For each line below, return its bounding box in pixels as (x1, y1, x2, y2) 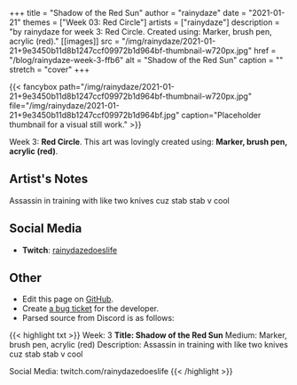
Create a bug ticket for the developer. (21, 303, 160, 314)
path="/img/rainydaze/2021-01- (59, 82, 176, 92)
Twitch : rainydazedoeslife (21, 245, 118, 255)
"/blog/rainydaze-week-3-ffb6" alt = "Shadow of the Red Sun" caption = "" (9, 55, 284, 65)
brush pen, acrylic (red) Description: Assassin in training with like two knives (9, 340, 288, 350)
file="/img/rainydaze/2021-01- (9, 100, 120, 110)
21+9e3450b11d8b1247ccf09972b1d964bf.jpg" (9, 110, 180, 120)
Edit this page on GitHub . (21, 293, 113, 305)
